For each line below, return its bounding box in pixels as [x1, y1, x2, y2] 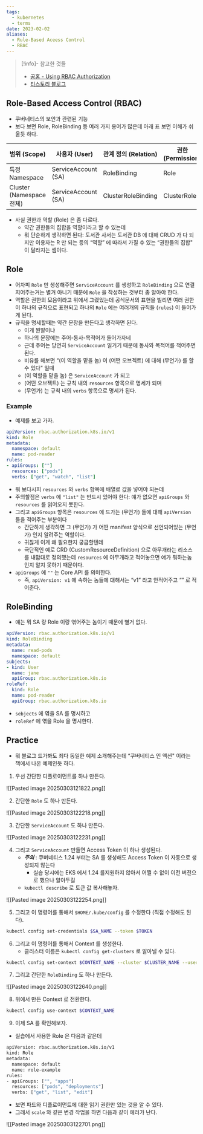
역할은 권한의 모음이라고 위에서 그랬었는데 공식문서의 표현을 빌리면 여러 [14, 296, 183, 303]
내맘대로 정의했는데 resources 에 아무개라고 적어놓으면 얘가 [30, 553, 171, 561]
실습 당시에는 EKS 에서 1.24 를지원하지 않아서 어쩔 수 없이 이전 [33, 868, 181, 876]
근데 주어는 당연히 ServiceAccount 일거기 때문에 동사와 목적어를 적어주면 [24, 341, 196, 348]
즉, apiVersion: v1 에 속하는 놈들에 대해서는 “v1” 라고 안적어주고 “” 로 [24, 576, 191, 584]
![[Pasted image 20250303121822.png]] [6, 784, 106, 792]
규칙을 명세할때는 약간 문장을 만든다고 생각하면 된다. [14, 319, 138, 326]
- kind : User [6, 664, 39, 670]
